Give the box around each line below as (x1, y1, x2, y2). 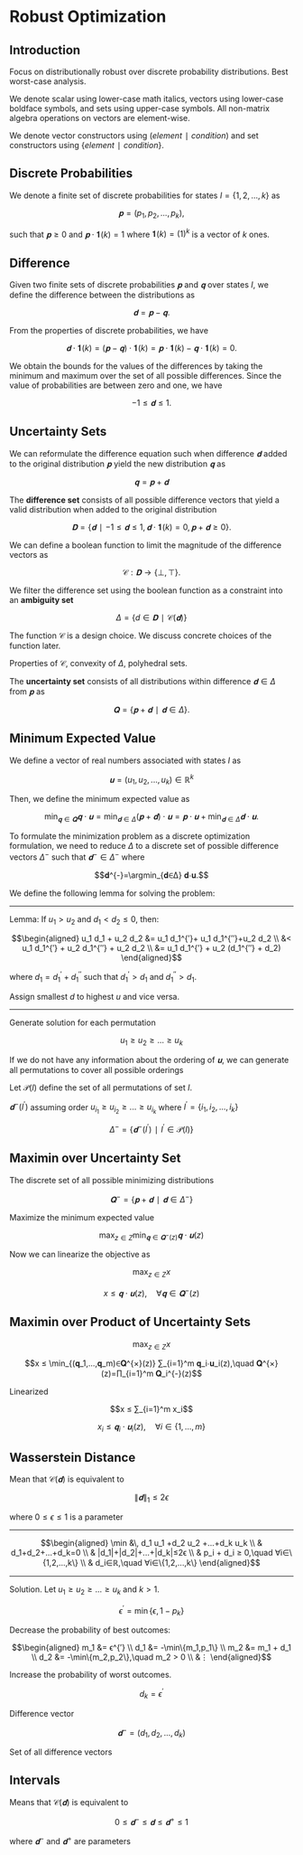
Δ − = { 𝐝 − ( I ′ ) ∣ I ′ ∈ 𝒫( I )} (109, 1123, 194, 1135)
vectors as (9, 549, 49, 560)
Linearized (9, 1386, 49, 1398)
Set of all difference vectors (9, 1747, 113, 1757)
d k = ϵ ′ (139, 1687, 164, 1701)
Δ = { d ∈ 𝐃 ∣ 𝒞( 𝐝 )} (115, 612, 188, 623)
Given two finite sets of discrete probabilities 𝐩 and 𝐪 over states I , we (9, 279, 269, 290)
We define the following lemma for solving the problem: (9, 888, 216, 899)
